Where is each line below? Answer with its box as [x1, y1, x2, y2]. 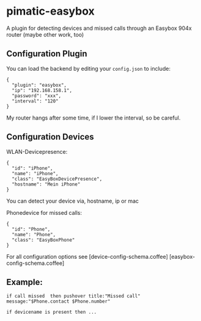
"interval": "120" [12, 98, 59, 104]
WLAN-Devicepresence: [6, 148, 68, 155]
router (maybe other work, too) [6, 31, 84, 38]
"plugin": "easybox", [12, 82, 67, 88]
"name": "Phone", [12, 231, 56, 237]
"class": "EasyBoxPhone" [12, 237, 75, 243]
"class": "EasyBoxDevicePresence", [12, 176, 103, 182]
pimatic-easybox [6, 4, 95, 18]
